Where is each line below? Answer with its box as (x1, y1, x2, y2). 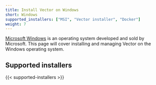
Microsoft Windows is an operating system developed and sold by (5, 35, 145, 41)
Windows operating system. (5, 46, 64, 52)
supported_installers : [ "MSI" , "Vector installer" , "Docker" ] (5, 17, 141, 22)
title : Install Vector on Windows (5, 7, 79, 13)
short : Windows (5, 12, 38, 17)
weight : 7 (5, 21, 27, 27)
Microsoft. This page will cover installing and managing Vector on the (5, 41, 151, 47)
